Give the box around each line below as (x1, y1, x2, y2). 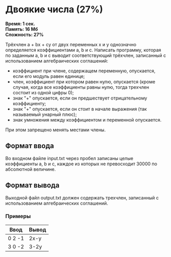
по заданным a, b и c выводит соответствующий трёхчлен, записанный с (5, 52, 166, 58)
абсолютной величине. (5, 166, 56, 172)
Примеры (5, 213, 31, 220)
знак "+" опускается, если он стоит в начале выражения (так (12, 106, 147, 112)
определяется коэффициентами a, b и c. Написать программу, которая (5, 47, 161, 53)
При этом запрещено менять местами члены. (5, 127, 106, 133)
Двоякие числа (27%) (5, 4, 103, 15)
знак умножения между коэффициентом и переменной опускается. (12, 116, 162, 123)
